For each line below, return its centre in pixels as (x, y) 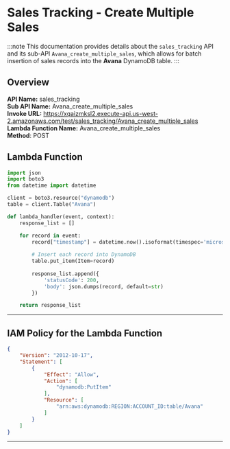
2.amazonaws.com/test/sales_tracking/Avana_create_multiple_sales (103, 121)
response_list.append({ (65, 274)
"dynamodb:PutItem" (84, 387)
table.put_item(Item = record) (73, 261)
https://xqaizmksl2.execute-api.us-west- (101, 113)
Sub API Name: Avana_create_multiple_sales (70, 106)
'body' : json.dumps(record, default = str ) (104, 286)
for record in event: (50, 235)
